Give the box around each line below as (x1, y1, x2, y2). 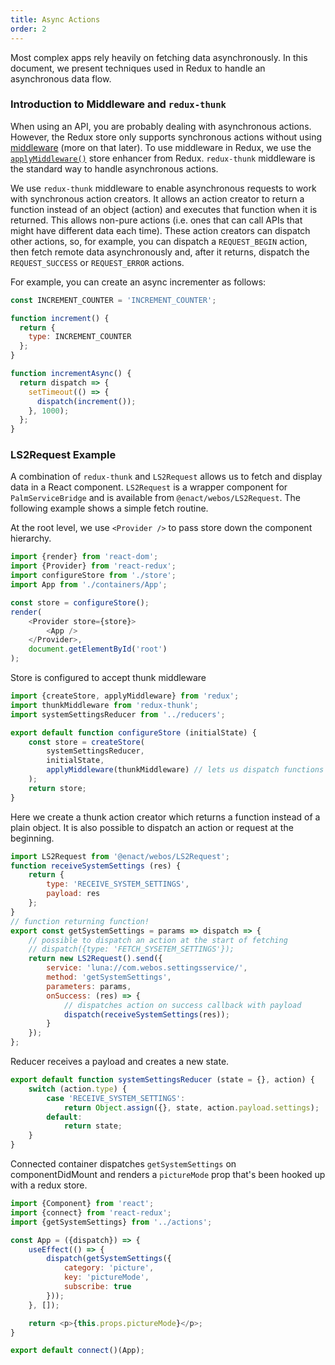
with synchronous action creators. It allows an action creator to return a (10, 192, 305, 205)
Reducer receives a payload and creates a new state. (10, 1056, 230, 1068)
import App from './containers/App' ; (10, 580, 168, 590)
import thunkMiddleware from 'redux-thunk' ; (10, 700, 199, 710)
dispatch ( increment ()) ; (36, 396, 137, 406)
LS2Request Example (10, 448, 117, 462)
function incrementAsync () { (10, 369, 132, 379)
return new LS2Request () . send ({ (28, 954, 163, 964)
